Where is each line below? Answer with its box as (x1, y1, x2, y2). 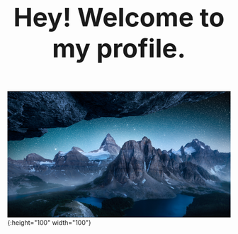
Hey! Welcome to (13, 1, 225, 33)
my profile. (52, 33, 186, 64)
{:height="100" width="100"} (7, 218, 91, 227)
